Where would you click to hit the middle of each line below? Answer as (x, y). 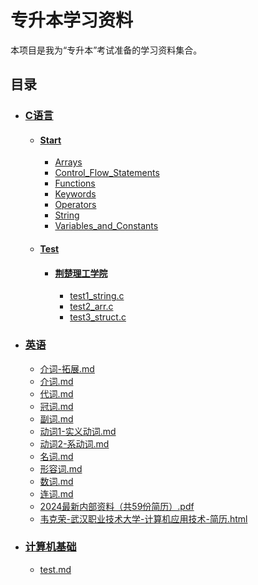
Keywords (75, 194)
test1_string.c (97, 296)
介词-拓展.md (67, 368)
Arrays (68, 162)
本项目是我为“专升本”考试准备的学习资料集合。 (106, 50)
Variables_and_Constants (106, 226)
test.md (55, 569)
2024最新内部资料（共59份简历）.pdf (117, 506)
